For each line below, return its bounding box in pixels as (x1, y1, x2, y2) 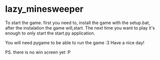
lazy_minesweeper (5, 3, 84, 15)
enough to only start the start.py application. (5, 30, 96, 36)
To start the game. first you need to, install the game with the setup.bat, (5, 20, 150, 26)
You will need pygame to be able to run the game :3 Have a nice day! (5, 39, 145, 45)
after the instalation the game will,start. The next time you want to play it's (5, 25, 155, 30)
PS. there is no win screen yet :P (5, 49, 71, 55)
